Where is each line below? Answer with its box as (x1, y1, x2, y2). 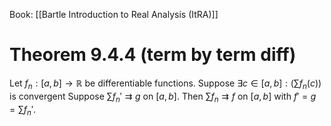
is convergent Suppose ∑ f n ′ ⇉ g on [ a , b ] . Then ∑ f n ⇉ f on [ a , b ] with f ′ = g (9, 90, 317, 104)
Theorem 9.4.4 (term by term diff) (9, 44, 297, 66)
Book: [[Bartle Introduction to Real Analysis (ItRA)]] (9, 9, 219, 20)
